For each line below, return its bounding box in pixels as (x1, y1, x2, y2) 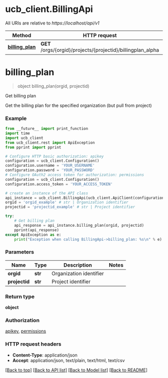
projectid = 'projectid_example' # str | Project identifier (5, 205, 135, 210)
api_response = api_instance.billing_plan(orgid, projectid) (14, 223, 144, 228)
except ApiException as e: (5, 232, 61, 237)
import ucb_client (5, 135, 43, 140)
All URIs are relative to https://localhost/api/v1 (5, 20, 100, 26)
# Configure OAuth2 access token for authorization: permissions (5, 172, 144, 178)
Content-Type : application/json (12, 352, 77, 358)
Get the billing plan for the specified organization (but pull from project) (5, 102, 152, 108)
